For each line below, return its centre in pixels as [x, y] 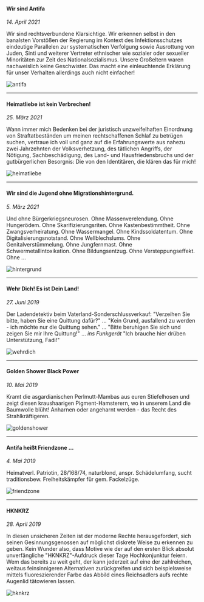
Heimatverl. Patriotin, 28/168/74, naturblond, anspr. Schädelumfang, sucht [99, 473]
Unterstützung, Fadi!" [33, 340]
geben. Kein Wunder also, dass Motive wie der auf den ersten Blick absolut [100, 549]
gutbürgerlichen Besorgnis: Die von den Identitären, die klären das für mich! [101, 162]
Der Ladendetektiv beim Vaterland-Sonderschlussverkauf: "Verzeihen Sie [98, 314]
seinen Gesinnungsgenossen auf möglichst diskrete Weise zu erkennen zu [100, 542]
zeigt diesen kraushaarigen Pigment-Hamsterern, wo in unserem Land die [99, 403]
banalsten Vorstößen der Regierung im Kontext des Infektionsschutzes [94, 40]
